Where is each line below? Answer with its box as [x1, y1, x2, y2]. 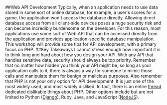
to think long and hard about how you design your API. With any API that [5, 52, 154, 58]
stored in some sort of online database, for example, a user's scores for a [5, 9, 156, 15]
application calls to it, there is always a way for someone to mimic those [5, 68, 153, 74]
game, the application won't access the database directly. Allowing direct [5, 15, 156, 20]
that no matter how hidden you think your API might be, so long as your [5, 62, 152, 68]
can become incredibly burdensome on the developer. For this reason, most [5, 25, 161, 31]
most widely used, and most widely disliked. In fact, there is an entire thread [5, 84, 162, 89]
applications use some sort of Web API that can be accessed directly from [5, 31, 158, 36]
